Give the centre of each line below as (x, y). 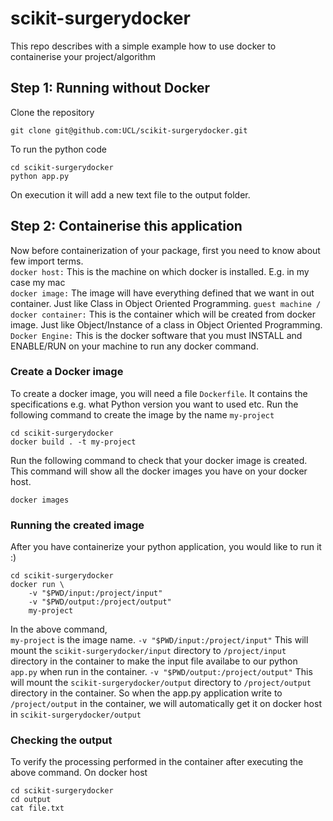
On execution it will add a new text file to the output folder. (130, 194)
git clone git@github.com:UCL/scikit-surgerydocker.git (129, 130)
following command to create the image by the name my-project (142, 414)
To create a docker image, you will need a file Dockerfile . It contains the (159, 393)
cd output (31, 800)
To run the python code (58, 149)
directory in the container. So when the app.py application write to (146, 693)
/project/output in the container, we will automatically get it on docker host (166, 704)
